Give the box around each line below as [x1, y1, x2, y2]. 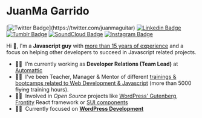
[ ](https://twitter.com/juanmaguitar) [6, 24, 135, 31]
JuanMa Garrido [6, 4, 90, 18]
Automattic [15, 66, 43, 73]
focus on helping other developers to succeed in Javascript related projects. [6, 48, 197, 55]
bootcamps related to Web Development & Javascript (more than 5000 [15, 79, 192, 87]
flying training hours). [15, 85, 69, 93]
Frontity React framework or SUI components [15, 98, 128, 106]
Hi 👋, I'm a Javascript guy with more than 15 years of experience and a [6, 42, 184, 49]
